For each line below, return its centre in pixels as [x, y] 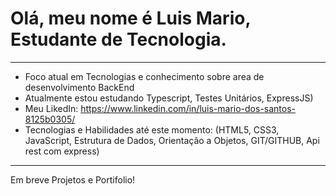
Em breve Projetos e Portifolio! [73, 179]
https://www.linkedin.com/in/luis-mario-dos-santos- [188, 108]
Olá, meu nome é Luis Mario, [130, 18]
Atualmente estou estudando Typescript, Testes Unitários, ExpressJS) [169, 98]
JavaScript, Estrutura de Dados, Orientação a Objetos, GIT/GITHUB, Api [172, 140]
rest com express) [62, 151]
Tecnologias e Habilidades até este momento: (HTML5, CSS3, [152, 129]
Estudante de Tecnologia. [118, 39]
